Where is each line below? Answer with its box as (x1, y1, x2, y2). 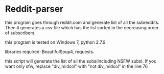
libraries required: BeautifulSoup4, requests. (5, 49, 94, 55)
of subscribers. (5, 30, 36, 36)
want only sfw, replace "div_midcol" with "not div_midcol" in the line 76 (5, 63, 148, 69)
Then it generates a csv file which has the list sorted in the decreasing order (5, 24, 159, 30)
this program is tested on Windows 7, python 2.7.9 (5, 39, 106, 45)
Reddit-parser (5, 3, 64, 15)
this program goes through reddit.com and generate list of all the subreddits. (5, 19, 160, 25)
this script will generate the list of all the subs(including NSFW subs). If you (5, 58, 157, 64)
